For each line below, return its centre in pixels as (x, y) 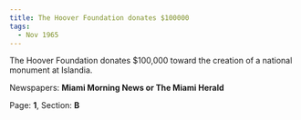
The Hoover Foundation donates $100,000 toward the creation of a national (151, 61)
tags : (20, 26)
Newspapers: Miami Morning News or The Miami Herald (117, 88)
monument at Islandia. (51, 70)
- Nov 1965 (38, 35)
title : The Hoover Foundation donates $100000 (99, 18)
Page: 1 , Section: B (45, 105)
